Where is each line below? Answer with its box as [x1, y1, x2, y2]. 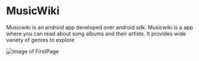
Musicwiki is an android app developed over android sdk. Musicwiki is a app [6, 24, 193, 31]
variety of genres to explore [6, 36, 75, 43]
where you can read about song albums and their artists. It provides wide [6, 30, 186, 37]
